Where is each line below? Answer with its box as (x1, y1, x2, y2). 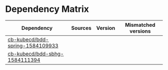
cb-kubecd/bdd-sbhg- (7, 50, 64, 57)
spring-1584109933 (7, 42, 58, 49)
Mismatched (124, 21, 156, 28)
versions (129, 27, 151, 34)
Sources (71, 24, 91, 31)
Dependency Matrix (5, 3, 89, 15)
